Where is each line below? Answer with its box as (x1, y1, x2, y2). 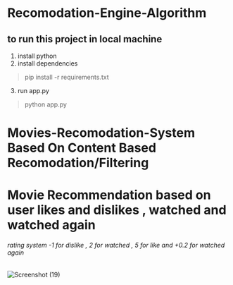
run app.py (17, 87, 49, 95)
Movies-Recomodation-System (7, 125, 196, 141)
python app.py (24, 100, 67, 109)
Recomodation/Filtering (7, 155, 149, 171)
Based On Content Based (7, 140, 157, 156)
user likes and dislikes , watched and (7, 202, 227, 218)
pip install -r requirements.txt (24, 73, 109, 81)
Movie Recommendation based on (7, 187, 211, 203)
